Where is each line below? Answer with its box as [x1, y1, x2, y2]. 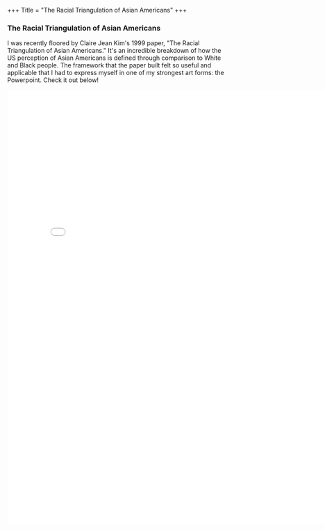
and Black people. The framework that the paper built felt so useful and [7, 61, 212, 70]
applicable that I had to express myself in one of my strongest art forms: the [7, 69, 224, 77]
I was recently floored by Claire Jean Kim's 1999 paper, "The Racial [7, 39, 200, 47]
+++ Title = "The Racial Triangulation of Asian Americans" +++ [7, 6, 187, 14]
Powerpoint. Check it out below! [7, 76, 99, 84]
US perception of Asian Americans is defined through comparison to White [7, 54, 222, 62]
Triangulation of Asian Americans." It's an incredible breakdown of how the [7, 47, 222, 55]
